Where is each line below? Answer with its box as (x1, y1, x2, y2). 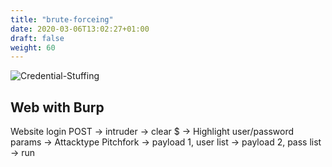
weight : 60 (10, 42, 56, 53)
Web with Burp (10, 99, 105, 116)
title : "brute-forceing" (10, 14, 114, 25)
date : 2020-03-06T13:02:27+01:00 (10, 24, 150, 34)
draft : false (10, 33, 65, 43)
